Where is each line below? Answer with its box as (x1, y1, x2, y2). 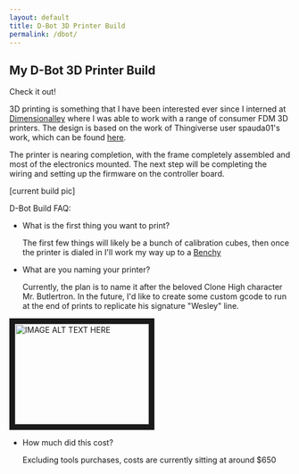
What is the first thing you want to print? (21, 220, 170, 231)
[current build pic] (9, 186, 76, 196)
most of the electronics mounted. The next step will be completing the (9, 159, 268, 170)
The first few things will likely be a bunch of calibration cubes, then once (21, 237, 290, 248)
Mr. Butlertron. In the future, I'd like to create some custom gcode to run (21, 291, 287, 302)
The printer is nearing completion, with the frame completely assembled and (9, 149, 291, 161)
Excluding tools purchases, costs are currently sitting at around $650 (21, 454, 277, 465)
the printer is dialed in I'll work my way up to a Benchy (21, 247, 221, 258)
